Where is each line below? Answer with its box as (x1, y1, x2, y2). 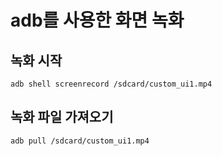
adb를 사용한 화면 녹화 (10, 9, 185, 32)
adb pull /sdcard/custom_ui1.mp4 (10, 136, 150, 146)
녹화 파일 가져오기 (10, 109, 114, 126)
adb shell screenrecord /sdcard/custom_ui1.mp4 (10, 79, 213, 89)
